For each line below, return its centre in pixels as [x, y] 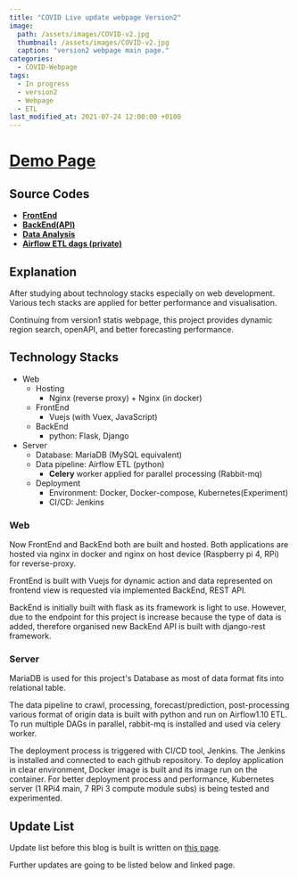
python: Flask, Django [89, 435]
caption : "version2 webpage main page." [93, 51]
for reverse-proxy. [42, 563]
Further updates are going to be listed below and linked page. [122, 865]
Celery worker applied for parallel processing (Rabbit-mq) [156, 473]
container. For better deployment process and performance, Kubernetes [142, 779]
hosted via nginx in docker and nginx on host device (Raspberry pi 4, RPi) [144, 555]
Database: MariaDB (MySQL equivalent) [109, 455]
